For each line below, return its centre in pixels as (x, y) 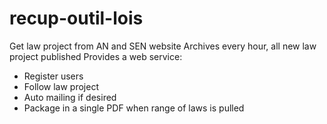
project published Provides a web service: (96, 56)
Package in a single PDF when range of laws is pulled (134, 108)
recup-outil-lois (76, 18)
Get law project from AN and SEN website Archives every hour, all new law (163, 46)
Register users (53, 76)
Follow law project (61, 86)
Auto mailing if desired (70, 97)
